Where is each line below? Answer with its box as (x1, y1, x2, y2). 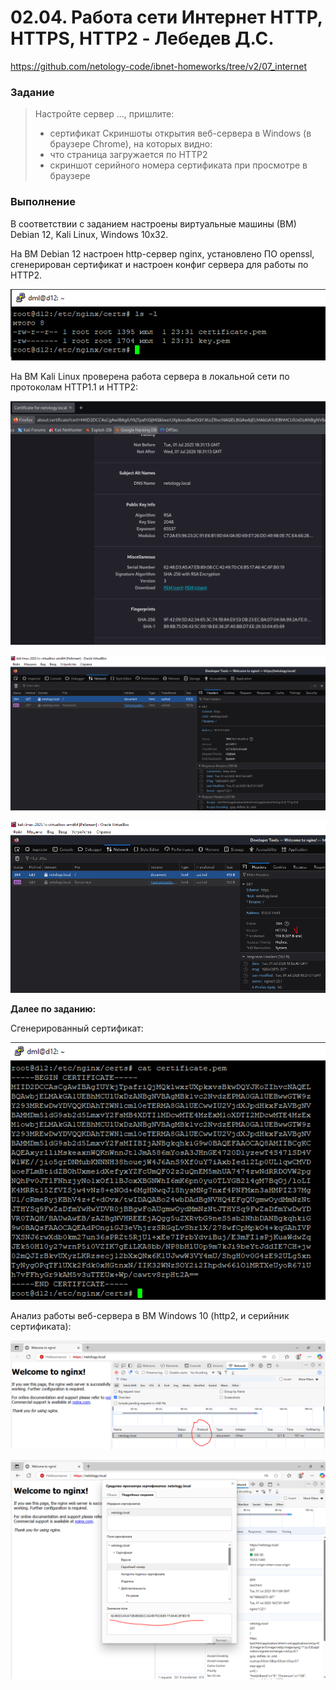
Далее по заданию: (10, 1003, 97, 1015)
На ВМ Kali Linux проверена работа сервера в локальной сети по (10, 371, 290, 383)
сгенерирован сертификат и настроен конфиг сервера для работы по (10, 258, 309, 270)
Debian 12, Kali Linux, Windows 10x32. (10, 228, 169, 240)
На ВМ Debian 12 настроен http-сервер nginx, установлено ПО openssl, (10, 247, 315, 260)
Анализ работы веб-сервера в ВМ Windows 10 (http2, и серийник (10, 1309, 290, 1321)
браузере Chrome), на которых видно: (49, 138, 213, 150)
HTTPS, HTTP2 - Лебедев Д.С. (10, 27, 275, 50)
